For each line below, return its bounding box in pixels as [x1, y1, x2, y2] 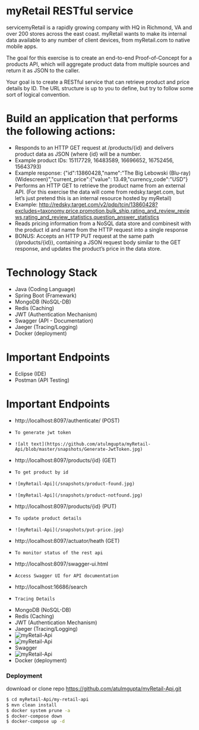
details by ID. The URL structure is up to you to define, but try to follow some [6, 84, 194, 91]
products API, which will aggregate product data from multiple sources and [6, 61, 190, 68]
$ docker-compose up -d [6, 719, 65, 725]
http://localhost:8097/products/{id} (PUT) [14, 503, 117, 510]
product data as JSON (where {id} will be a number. [14, 150, 141, 157]
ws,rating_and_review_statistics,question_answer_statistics [14, 213, 159, 220]
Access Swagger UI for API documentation [14, 573, 119, 579]
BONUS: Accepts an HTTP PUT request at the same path [14, 232, 154, 239]
